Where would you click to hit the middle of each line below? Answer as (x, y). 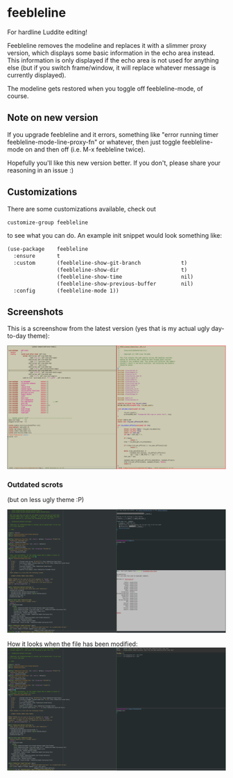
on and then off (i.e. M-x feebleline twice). (85, 149)
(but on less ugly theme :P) (46, 500)
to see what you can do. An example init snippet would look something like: (115, 235)
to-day (17, 336)
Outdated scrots (35, 485)
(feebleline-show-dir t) (122, 270)
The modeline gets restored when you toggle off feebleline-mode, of (105, 88)
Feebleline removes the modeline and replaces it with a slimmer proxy (107, 45)
